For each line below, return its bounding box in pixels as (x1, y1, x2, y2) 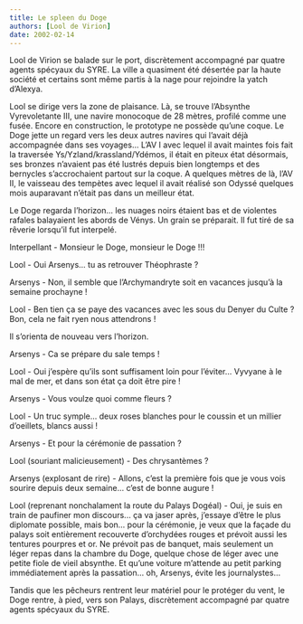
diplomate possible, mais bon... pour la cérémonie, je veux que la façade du (9, 519, 291, 530)
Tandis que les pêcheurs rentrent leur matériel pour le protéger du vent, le (9, 585, 285, 596)
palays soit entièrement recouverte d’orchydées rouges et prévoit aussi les (9, 529, 288, 540)
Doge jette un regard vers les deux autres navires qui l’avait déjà (9, 130, 249, 141)
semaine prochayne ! (9, 287, 88, 298)
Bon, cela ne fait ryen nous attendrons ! (9, 314, 156, 325)
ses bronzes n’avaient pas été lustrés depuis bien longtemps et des (9, 159, 260, 170)
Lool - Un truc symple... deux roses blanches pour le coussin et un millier (9, 411, 282, 421)
